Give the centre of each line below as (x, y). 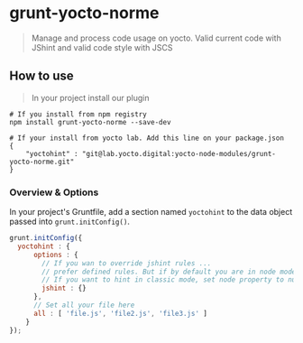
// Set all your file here (84, 305)
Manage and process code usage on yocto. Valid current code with (156, 38)
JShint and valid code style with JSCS (102, 47)
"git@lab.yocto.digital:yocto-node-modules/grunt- (179, 153)
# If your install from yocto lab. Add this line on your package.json (147, 138)
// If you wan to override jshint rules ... (127, 263)
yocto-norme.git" (42, 162)
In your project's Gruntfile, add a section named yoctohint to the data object (151, 212)
